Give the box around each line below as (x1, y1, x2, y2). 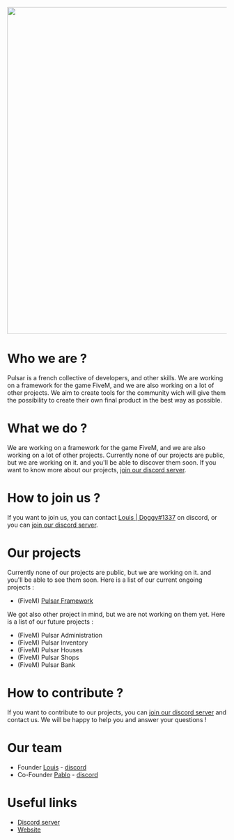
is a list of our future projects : (7, 617, 94, 626)
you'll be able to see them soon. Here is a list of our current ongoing (7, 576, 203, 584)
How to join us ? (7, 490, 101, 506)
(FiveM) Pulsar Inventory (17, 638, 88, 647)
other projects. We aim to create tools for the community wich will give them (7, 388, 226, 397)
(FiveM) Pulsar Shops (17, 653, 79, 661)
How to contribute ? (7, 684, 124, 700)
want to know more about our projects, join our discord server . (7, 465, 187, 474)
